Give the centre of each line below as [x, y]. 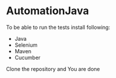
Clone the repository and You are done [53, 69]
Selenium [26, 45]
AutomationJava [48, 11]
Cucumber [27, 57]
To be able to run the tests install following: [58, 27]
